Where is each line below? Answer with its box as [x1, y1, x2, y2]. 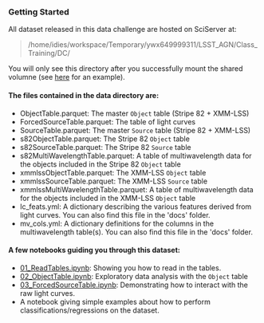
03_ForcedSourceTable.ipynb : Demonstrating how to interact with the [19, 280, 249, 290]
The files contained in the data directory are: [8, 90, 160, 100]
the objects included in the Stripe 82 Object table [19, 159, 181, 169]
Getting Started [8, 6, 69, 18]
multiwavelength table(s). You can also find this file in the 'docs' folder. [19, 226, 254, 237]
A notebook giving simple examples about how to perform [19, 297, 211, 306]
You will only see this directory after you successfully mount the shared [8, 64, 243, 73]
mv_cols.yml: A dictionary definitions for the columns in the [19, 219, 214, 228]
